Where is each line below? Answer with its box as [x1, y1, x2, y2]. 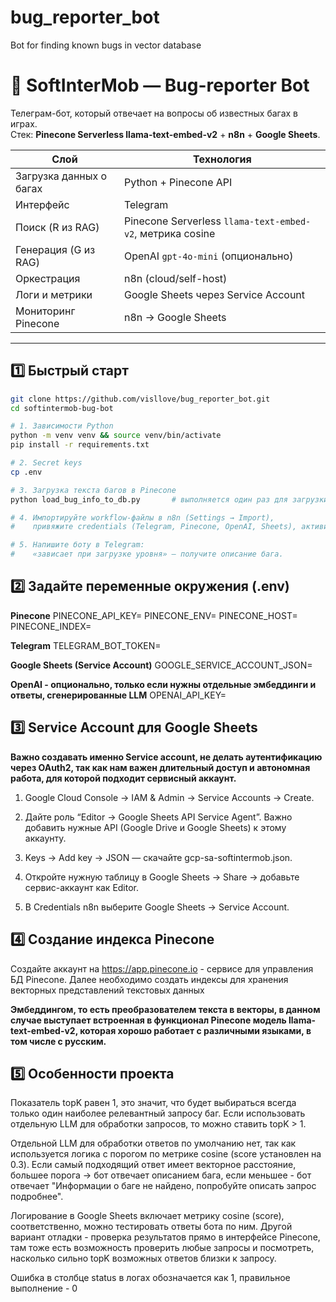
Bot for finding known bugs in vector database [10, 39, 202, 51]
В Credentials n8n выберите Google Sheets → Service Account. [24, 901, 290, 913]
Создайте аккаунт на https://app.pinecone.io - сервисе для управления [10, 962, 314, 975]
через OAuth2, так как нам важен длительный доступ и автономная [10, 761, 311, 773]
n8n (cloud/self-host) [123, 271, 228, 285]
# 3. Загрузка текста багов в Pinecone [10, 485, 177, 495]
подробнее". [10, 1191, 64, 1203]
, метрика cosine [134, 226, 216, 240]
